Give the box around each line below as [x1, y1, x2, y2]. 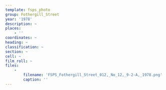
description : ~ [5, 21, 37, 26]
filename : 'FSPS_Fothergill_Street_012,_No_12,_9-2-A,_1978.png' [23, 72, 163, 77]
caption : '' [23, 77, 49, 82]
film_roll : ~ [5, 58, 33, 63]
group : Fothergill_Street [5, 12, 59, 17]
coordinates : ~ [5, 35, 37, 40]
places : [5, 26, 22, 31]
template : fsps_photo [5, 7, 51, 12]
